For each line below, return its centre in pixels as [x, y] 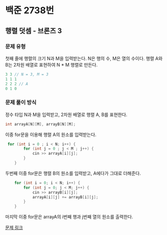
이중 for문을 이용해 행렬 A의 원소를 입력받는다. [51, 135]
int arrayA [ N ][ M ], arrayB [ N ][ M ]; [40, 124]
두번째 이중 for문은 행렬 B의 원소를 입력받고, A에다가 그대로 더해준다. [73, 173]
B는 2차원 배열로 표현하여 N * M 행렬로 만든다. [51, 64]
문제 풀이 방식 [21, 103]
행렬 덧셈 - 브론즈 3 [34, 31]
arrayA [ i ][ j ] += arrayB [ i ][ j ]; [65, 197]
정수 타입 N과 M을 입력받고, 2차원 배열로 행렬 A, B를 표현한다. [66, 114]
